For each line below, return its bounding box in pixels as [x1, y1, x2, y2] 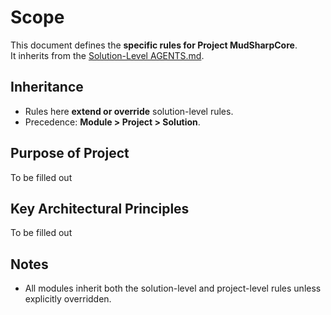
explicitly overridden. [24, 293, 112, 305]
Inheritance [10, 79, 84, 96]
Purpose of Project [10, 145, 130, 162]
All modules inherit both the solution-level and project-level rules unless [24, 282, 322, 295]
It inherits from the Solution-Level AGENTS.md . [10, 49, 205, 61]
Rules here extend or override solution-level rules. [24, 105, 234, 117]
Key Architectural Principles [10, 200, 190, 217]
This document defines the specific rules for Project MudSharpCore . [10, 39, 298, 51]
